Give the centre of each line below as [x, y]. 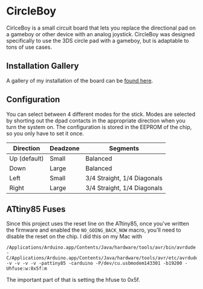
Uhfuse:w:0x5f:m [27, 269]
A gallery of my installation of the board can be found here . [80, 80]
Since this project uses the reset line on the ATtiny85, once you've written [98, 224]
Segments [124, 148]
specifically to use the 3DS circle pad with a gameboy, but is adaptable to [98, 40]
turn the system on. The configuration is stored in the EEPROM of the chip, [99, 127]
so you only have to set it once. [45, 133]
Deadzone [65, 148]
